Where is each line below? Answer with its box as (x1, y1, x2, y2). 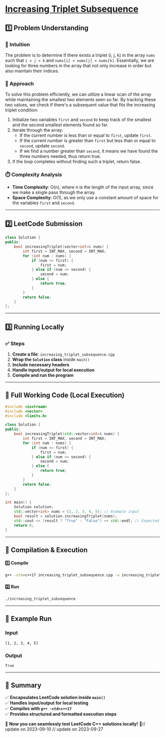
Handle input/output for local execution (12, 367, 95, 373)
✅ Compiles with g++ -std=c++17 (5, 705, 72, 711)
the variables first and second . (12, 200, 75, 206)
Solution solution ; (14, 505, 54, 510)
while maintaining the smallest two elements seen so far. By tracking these (5, 97, 156, 103)
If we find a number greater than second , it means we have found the (19, 148, 158, 154)
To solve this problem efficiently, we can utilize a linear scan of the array (5, 91, 152, 97)
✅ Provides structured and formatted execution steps (5, 711, 117, 717)
